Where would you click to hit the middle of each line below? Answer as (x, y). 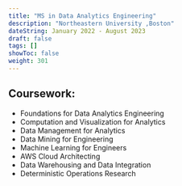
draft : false (30, 38)
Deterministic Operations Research (78, 173)
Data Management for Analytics (72, 130)
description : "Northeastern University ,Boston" (91, 23)
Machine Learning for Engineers (73, 147)
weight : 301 (28, 61)
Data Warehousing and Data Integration (85, 165)
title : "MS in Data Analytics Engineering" (83, 16)
